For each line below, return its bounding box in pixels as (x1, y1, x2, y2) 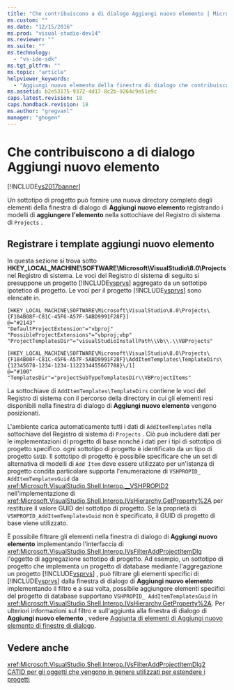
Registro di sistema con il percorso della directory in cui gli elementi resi (7, 394, 214, 402)
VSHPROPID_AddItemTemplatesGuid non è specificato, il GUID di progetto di (7, 511, 216, 520)
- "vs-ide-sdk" (13, 56, 58, 63)
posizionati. (7, 409, 40, 418)
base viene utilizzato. (7, 519, 68, 527)
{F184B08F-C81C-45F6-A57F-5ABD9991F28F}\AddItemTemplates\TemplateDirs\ (7, 356, 223, 363)
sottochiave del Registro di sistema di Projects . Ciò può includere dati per (7, 430, 221, 439)
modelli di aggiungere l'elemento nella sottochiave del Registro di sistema (7, 210, 221, 219)
